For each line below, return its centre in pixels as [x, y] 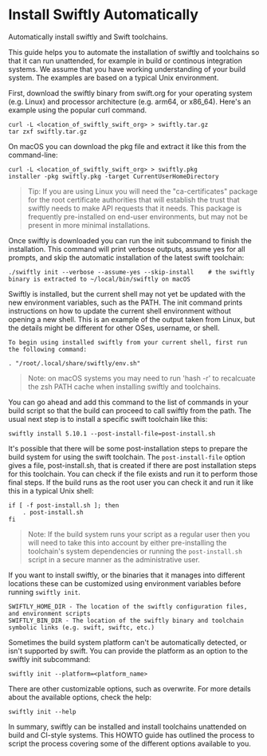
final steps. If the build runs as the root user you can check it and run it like [131, 482]
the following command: [48, 349]
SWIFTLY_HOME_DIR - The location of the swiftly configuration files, [128, 606]
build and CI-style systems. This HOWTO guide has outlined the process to [132, 734]
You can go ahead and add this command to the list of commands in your [128, 402]
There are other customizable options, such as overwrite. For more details [130, 688]
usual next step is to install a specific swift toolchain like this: [108, 419]
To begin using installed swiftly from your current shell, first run [128, 342]
